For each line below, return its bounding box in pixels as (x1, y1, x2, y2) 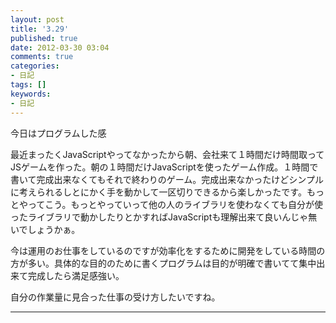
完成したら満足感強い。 (27, 269, 125, 281)
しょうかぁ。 (27, 223, 81, 235)
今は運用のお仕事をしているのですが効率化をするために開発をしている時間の (10, 244, 326, 256)
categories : (10, 61, 60, 71)
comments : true (10, 52, 74, 62)
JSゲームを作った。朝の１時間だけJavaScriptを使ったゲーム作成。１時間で (10, 161, 319, 173)
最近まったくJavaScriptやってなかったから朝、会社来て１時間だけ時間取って (10, 148, 325, 160)
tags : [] (10, 80, 47, 90)
